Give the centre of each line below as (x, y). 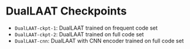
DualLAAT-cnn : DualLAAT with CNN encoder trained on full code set (99, 41)
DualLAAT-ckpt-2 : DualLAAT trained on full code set (79, 34)
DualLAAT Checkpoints (66, 11)
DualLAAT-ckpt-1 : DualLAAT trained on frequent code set (86, 28)
